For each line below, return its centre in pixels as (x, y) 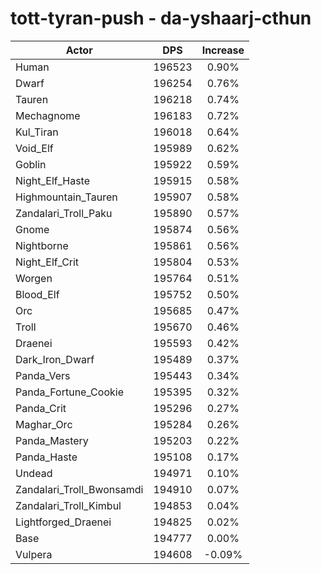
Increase (223, 50)
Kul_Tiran (37, 132)
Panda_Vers (43, 375)
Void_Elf (34, 148)
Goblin (31, 164)
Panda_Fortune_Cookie (69, 392)
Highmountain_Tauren (66, 197)
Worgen (34, 278)
